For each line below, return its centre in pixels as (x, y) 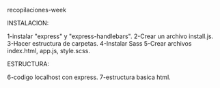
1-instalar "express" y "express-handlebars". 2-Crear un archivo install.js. (110, 36)
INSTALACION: (28, 23)
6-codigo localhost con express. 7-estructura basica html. (89, 77)
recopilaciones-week (37, 10)
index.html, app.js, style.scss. (49, 51)
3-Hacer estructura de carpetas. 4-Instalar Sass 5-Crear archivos (99, 43)
